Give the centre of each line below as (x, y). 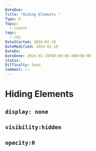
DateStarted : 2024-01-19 (31, 42)
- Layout (18, 28)
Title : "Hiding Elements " (33, 14)
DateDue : (14, 10)
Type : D (13, 19)
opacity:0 (20, 143)
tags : (11, 33)
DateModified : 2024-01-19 (32, 47)
